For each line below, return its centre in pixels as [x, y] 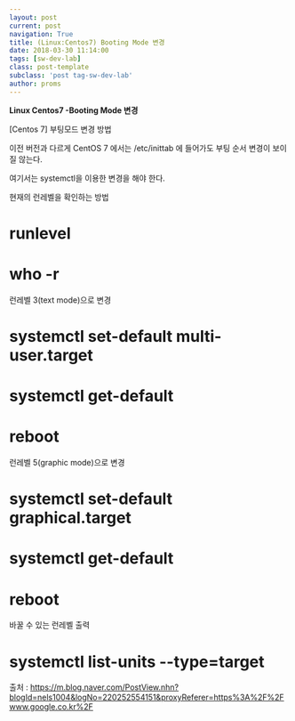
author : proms [36, 84]
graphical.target [70, 518]
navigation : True [41, 34]
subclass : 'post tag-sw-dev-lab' [71, 76]
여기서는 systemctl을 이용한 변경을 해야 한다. [88, 178]
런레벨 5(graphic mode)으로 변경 [67, 463]
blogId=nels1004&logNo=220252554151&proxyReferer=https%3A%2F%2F [147, 697]
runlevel [40, 233]
